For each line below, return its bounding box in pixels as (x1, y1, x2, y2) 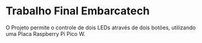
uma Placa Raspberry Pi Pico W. (5, 30, 86, 37)
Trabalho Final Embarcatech (5, 4, 150, 18)
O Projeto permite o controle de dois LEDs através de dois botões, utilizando (5, 24, 196, 31)
